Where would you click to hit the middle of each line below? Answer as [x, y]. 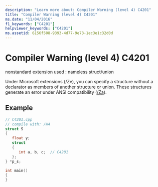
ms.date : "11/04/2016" [29, 19]
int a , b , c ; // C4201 [43, 152]
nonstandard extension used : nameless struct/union [60, 72]
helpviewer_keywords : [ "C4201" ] [39, 29]
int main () [17, 170]
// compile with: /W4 [28, 124]
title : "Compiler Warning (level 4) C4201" [51, 15]
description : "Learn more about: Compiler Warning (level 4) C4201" [78, 10]
